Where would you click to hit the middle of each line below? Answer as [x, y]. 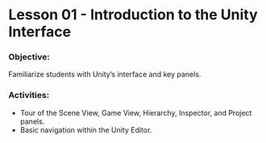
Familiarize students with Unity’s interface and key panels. [105, 75]
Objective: [29, 57]
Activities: [29, 96]
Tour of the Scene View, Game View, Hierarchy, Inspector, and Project [136, 112]
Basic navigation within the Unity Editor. [86, 129]
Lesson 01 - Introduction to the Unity [133, 15]
